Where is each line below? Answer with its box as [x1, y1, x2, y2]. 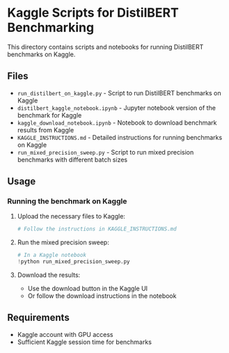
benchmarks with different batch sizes [17, 155, 127, 164]
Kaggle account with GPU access [17, 330, 113, 338]
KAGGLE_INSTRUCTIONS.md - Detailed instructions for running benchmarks [17, 133, 223, 141]
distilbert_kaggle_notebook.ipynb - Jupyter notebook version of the [17, 103, 216, 112]
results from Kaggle [17, 125, 74, 134]
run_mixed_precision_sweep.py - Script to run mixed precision [17, 148, 194, 156]
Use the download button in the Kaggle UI [27, 284, 148, 293]
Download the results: [17, 271, 81, 279]
